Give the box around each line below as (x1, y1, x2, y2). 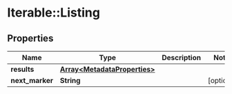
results (10, 64, 35, 74)
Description (162, 53, 202, 62)
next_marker (10, 76, 54, 85)
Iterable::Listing (7, 5, 100, 21)
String (59, 76, 81, 85)
